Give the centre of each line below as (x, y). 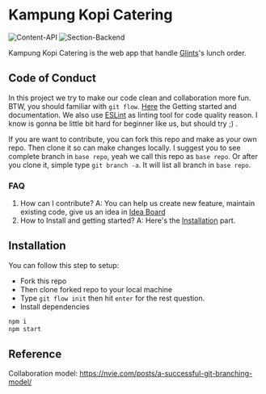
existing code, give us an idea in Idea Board (93, 212)
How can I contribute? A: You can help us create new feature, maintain (137, 203)
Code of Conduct (53, 78)
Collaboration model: (43, 374)
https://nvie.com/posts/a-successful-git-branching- (166, 374)
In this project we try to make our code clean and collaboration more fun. (130, 98)
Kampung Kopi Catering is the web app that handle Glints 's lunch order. (127, 52)
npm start (25, 329)
